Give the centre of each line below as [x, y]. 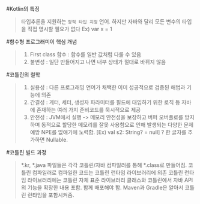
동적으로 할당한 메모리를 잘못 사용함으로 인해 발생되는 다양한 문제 [117, 125]
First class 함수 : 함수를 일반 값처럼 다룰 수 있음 [86, 54]
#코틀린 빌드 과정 [26, 152]
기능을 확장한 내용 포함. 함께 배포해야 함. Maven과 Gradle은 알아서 [105, 188]
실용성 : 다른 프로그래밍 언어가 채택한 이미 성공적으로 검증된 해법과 [108, 87]
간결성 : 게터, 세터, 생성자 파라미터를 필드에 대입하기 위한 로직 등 [105, 102]
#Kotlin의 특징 [23, 9]
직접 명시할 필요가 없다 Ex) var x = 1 [70, 29]
